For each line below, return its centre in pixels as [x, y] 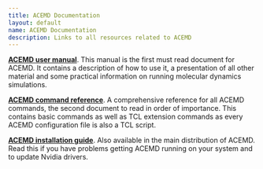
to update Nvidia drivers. [48, 157]
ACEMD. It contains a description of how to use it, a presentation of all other [131, 68]
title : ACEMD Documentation [54, 15]
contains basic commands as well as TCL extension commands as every [126, 117]
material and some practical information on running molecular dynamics [125, 76]
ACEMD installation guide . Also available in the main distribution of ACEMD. [132, 140]
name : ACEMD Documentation [52, 30]
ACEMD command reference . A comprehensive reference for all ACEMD [126, 100]
